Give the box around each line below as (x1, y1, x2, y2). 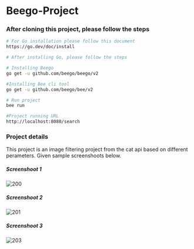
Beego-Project (6, 4, 79, 18)
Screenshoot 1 (6, 166, 42, 173)
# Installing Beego (6, 65, 54, 71)
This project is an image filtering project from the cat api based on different (6, 146, 188, 153)
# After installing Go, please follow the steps (6, 55, 128, 60)
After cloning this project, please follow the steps (6, 25, 150, 33)
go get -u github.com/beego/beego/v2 (6, 70, 99, 76)
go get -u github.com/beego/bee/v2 (6, 86, 93, 92)
